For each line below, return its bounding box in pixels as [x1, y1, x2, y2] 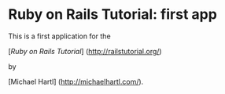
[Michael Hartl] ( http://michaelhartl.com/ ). [8, 77, 144, 86]
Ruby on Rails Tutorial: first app [8, 5, 218, 23]
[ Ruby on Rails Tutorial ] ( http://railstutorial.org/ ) [8, 46, 163, 56]
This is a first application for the [8, 31, 112, 41]
